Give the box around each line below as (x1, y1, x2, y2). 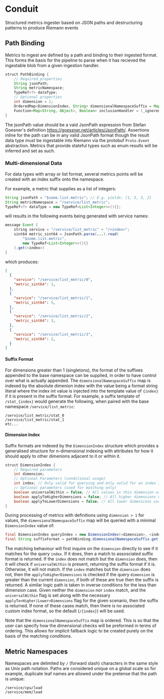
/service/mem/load (5, 690, 42, 695)
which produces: (5, 258, 39, 265)
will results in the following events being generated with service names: (5, 213, 149, 219)
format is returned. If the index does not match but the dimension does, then (5, 556, 158, 562)
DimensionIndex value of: (5, 523, 55, 529)
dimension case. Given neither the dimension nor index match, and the (5, 587, 146, 593)
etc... (5, 421, 19, 426)
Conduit (5, 3, 39, 15)
